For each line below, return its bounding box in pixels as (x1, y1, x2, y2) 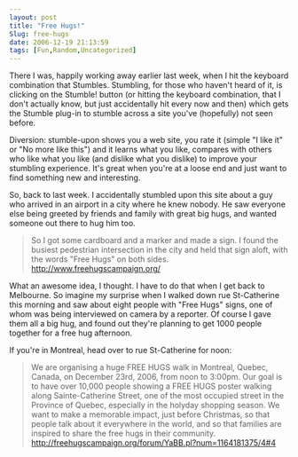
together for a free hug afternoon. (9, 327, 133, 338)
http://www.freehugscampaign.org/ (30, 264, 161, 274)
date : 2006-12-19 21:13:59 (9, 37, 109, 47)
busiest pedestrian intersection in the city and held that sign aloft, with (30, 245, 288, 256)
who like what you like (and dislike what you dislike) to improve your (9, 154, 257, 164)
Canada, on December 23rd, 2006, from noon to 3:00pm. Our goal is (30, 372, 283, 382)
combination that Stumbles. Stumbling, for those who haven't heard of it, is (9, 80, 283, 91)
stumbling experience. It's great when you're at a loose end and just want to (9, 163, 287, 174)
